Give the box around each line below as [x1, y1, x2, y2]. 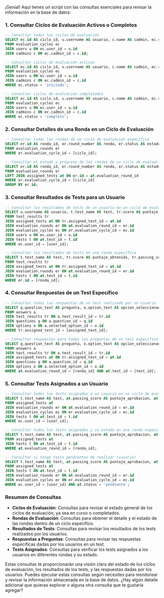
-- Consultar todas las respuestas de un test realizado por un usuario [5, 300, 156, 306]
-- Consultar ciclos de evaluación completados [5, 91, 104, 96]
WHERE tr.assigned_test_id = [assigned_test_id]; [5, 328, 108, 333]
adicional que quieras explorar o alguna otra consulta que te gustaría [5, 582, 143, 588]
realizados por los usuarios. [12, 531, 68, 537]
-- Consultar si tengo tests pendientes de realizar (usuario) [5, 455, 137, 460]
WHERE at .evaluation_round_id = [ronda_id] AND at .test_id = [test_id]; [5, 369, 156, 374]
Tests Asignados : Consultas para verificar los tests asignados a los [12, 546, 148, 552]
